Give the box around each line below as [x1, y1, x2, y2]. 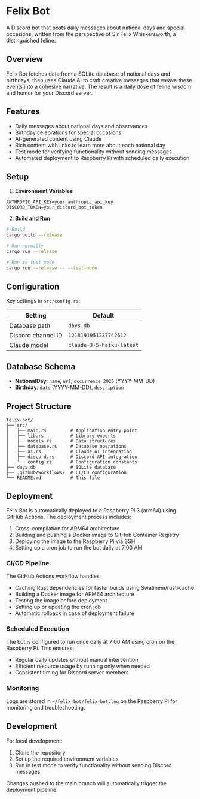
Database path [9, 322, 51, 330]
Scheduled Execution [6, 625, 70, 633]
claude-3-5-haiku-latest [68, 342, 139, 349]
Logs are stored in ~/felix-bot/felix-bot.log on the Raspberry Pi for [6, 697, 178, 705]
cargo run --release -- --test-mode [6, 265, 97, 271]
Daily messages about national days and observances [14, 122, 148, 129]
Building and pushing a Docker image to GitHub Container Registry [14, 531, 179, 538]
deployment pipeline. [6, 786, 58, 793]
